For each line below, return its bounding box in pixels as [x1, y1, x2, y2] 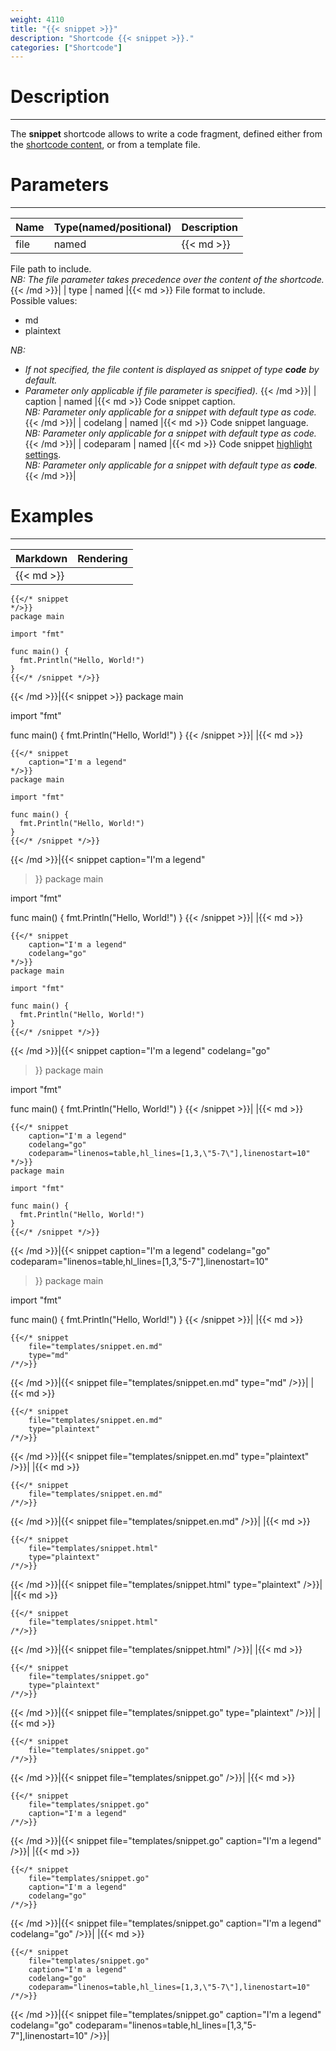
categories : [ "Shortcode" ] [10, 42, 123, 53]
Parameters [10, 174, 110, 196]
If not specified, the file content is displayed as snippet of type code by [24, 364, 320, 376]
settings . [24, 449, 62, 461]
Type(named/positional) [53, 221, 172, 235]
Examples [10, 505, 94, 528]
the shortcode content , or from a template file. [10, 139, 201, 151]
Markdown [15, 552, 68, 566]
